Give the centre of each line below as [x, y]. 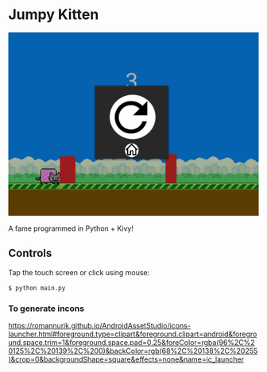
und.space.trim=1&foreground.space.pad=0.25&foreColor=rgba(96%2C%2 [132, 343]
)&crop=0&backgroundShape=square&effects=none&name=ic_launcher [126, 359]
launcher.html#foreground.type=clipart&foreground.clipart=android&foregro [133, 334]
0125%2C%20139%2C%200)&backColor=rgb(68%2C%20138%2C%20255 [133, 351]
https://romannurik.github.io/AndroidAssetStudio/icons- [99, 326]
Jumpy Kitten [54, 15]
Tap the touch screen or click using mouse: [79, 272]
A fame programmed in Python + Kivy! [71, 228]
